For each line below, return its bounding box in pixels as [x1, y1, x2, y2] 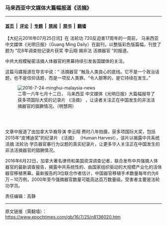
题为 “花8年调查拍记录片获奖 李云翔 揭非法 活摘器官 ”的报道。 [5, 47, 131, 53]
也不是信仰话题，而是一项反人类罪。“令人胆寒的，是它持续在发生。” [13, 75, 151, 80]
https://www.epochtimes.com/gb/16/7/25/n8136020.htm [5, 214, 121, 220]
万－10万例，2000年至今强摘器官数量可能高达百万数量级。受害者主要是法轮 [5, 176, 160, 182]
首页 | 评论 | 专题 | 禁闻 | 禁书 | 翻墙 [5, 23, 86, 29]
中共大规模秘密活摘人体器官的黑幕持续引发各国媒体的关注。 [5, 58, 127, 64]
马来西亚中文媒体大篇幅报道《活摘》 [5, 4, 92, 11]
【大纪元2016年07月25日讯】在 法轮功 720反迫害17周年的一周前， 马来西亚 [5, 35, 159, 41]
